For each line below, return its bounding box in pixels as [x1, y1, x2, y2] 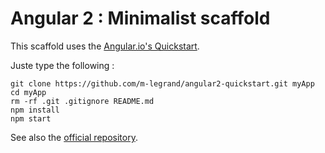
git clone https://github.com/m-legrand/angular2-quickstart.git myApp [10, 78, 315, 89]
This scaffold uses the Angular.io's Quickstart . [10, 40, 200, 52]
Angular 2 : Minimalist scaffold [10, 7, 271, 30]
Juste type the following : [10, 59, 115, 71]
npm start [10, 113, 52, 124]
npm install [10, 105, 60, 115]
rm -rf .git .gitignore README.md [10, 96, 155, 106]
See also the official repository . [10, 131, 138, 143]
